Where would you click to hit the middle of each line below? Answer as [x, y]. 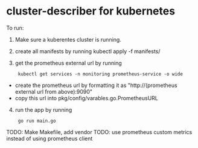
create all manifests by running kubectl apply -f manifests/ [88, 51]
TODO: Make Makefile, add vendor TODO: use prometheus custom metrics [99, 132]
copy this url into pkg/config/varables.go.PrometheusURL [87, 98]
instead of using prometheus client [49, 138]
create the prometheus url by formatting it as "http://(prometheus [96, 85]
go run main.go [37, 121]
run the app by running [43, 109]
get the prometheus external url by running [68, 63]
